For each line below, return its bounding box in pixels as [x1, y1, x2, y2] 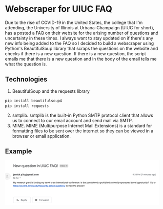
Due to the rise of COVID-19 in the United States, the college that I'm [5, 20, 143, 25]
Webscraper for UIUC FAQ [5, 3, 113, 15]
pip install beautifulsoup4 [5, 98, 62, 103]
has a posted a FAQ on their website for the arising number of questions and [5, 30, 159, 36]
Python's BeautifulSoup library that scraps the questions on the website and [5, 45, 158, 51]
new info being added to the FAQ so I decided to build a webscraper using [5, 40, 154, 46]
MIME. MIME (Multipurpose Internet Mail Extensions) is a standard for [12, 123, 152, 128]
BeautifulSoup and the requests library [12, 88, 90, 94]
